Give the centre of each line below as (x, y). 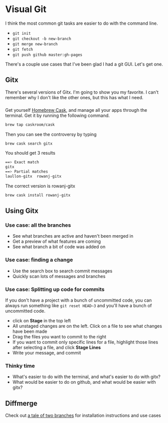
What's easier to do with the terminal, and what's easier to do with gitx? (87, 377)
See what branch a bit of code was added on (59, 247)
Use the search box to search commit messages (62, 271)
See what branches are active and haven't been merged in (73, 236)
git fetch (23, 49)
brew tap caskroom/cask (30, 124)
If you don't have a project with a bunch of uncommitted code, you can (78, 300)
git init (22, 33)
